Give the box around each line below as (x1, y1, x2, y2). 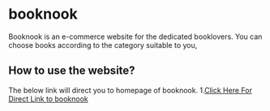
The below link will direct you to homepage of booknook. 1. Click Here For (8, 85, 253, 95)
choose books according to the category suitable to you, (8, 40, 198, 49)
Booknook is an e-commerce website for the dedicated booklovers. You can (8, 32, 263, 41)
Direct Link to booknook (8, 94, 88, 104)
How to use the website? (8, 64, 135, 78)
